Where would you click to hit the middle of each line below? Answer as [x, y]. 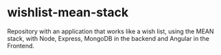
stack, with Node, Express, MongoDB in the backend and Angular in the [108, 38]
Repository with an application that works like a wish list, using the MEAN [110, 31]
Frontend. [21, 45]
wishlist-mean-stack [68, 13]
